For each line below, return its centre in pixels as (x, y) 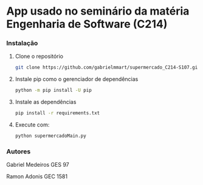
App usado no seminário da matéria (98, 11)
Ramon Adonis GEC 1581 (37, 176)
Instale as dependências (46, 102)
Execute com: (32, 125)
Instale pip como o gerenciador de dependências (77, 79)
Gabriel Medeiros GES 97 (38, 165)
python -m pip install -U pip (53, 90)
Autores (19, 152)
